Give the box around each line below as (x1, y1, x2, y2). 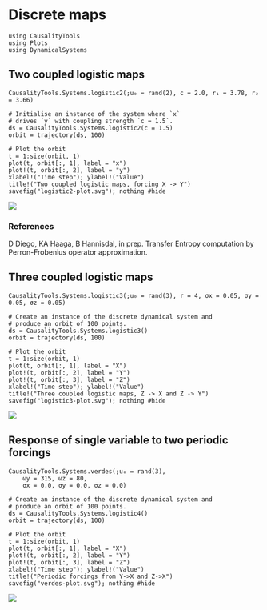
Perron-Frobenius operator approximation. (8, 247, 148, 257)
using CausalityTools (8, 32, 81, 40)
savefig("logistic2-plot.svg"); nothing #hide (8, 187, 166, 195)
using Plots (8, 38, 48, 47)
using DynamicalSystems (8, 46, 88, 54)
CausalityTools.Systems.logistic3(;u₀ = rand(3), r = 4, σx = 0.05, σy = (8, 291, 260, 299)
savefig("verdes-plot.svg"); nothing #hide (8, 579, 156, 588)
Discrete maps (8, 6, 106, 24)
